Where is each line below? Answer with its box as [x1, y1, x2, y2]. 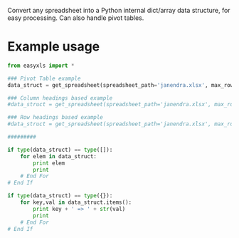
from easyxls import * [7, 62, 75, 69]
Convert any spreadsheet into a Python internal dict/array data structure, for [7, 6, 230, 14]
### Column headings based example [7, 94, 113, 102]
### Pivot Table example [7, 75, 81, 82]
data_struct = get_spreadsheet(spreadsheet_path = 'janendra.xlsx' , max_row [7, 81, 234, 88]
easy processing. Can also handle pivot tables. [7, 14, 144, 22]
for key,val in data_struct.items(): [20, 199, 132, 206]
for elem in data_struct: [20, 152, 97, 160]
